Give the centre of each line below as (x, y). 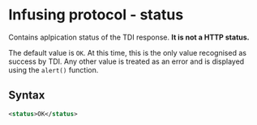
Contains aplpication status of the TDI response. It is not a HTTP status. (129, 37)
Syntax (27, 96)
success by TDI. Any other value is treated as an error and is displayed (126, 61)
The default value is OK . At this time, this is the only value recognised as (128, 52)
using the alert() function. (54, 69)
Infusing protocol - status (96, 15)
